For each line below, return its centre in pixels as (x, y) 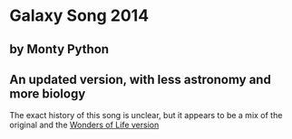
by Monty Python (59, 49)
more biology (48, 93)
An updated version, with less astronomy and (141, 79)
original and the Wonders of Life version (84, 125)
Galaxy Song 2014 (79, 16)
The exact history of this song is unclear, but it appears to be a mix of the (146, 116)
